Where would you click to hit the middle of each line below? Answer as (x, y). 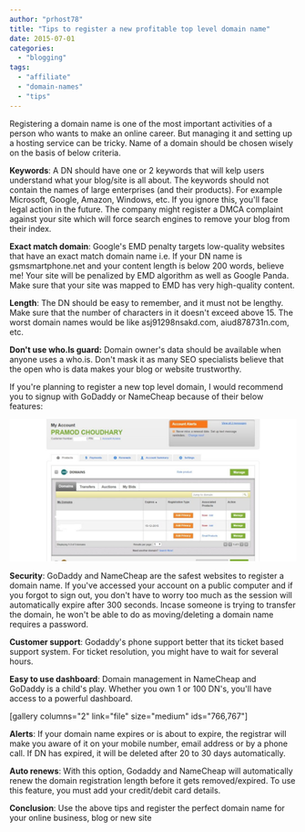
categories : (32, 48)
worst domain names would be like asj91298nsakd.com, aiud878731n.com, (149, 322)
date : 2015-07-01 (42, 38)
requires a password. (49, 624)
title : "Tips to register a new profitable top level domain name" (140, 29)
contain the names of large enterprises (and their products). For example (146, 190)
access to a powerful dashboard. (71, 698)
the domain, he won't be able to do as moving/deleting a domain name (142, 614)
